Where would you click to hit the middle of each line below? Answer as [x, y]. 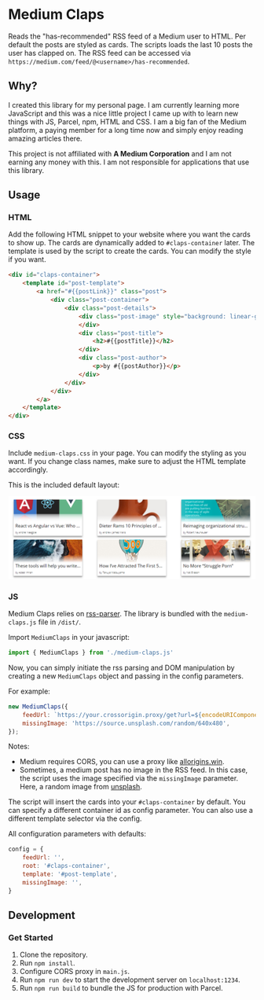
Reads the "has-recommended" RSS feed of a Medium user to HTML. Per [127, 36]
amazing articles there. [45, 138]
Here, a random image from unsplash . [81, 787]
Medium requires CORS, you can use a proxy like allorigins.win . [122, 762]
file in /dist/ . [59, 622]
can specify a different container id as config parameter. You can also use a [131, 811]
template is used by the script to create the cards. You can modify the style [130, 251]
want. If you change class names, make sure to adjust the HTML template [127, 461]
